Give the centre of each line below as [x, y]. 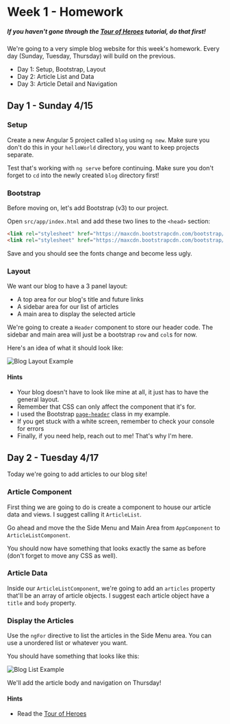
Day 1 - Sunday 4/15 [50, 105]
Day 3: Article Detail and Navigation [67, 84]
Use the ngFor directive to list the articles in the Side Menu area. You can [110, 635]
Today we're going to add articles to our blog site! [77, 474]
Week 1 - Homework [65, 12]
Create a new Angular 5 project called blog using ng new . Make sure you [108, 140]
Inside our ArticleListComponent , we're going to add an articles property [111, 588]
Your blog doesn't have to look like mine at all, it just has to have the [113, 392]
